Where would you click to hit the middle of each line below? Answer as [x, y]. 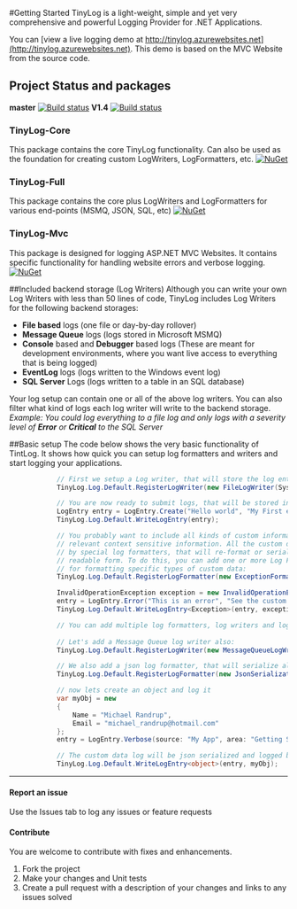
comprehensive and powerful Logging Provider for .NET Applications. [136, 22]
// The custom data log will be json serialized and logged [169, 756]
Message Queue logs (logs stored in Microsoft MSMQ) [122, 334]
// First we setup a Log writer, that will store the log [165, 479]
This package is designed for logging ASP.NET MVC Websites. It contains [143, 252]
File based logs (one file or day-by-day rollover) [109, 325]
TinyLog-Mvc [39, 234]
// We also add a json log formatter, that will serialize [167, 666]
